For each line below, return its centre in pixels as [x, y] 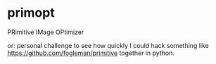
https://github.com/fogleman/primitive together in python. [91, 53]
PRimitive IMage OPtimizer [46, 32]
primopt [31, 13]
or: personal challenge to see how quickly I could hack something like [108, 45]
